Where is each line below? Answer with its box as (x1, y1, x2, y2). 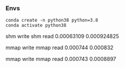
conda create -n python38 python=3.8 (5, 18, 98, 23)
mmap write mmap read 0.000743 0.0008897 (5, 56, 116, 63)
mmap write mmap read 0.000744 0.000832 (5, 44, 114, 51)
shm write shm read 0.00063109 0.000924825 (5, 33, 119, 40)
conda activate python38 (5, 22, 67, 29)
